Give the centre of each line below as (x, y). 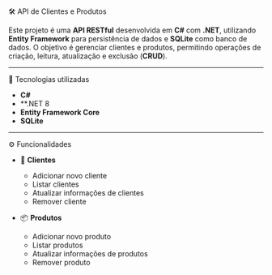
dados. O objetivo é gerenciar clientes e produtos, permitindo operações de (135, 47)
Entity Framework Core (59, 112)
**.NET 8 (35, 103)
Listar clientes (55, 184)
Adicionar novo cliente (70, 176)
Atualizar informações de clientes (88, 193)
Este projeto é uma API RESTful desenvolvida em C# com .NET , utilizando (132, 30)
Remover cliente (59, 202)
